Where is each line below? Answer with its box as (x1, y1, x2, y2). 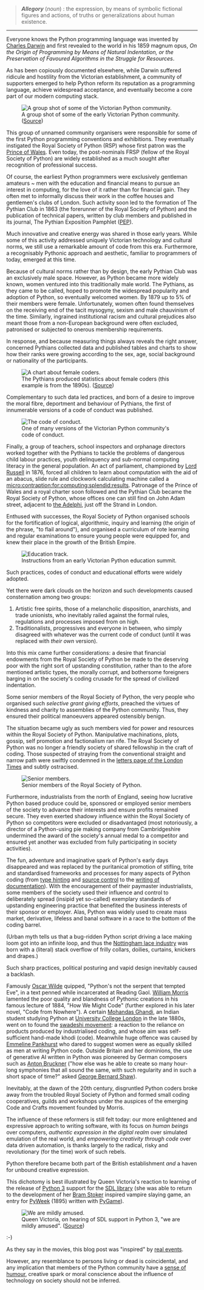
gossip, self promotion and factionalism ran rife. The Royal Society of (6, 737, 179, 744)
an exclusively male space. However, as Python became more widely (6, 274, 179, 281)
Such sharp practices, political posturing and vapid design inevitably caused (6, 964, 197, 971)
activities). (6, 845, 32, 852)
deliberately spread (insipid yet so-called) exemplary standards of (6, 895, 171, 902)
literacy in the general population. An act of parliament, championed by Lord (6, 462, 197, 469)
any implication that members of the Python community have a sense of (6, 1264, 186, 1271)
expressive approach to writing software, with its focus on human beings (6, 1122, 189, 1130)
